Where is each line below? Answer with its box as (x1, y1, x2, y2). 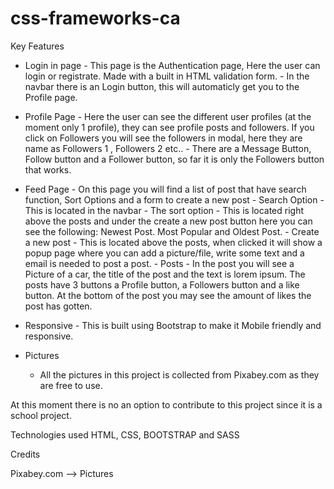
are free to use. (39, 379, 103, 391)
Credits (10, 448, 41, 460)
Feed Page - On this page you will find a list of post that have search (24, 183, 307, 195)
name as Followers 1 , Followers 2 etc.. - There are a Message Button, (24, 142, 312, 154)
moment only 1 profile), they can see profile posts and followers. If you (24, 121, 315, 133)
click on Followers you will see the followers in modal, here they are (24, 132, 303, 144)
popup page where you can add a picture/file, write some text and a (24, 247, 305, 259)
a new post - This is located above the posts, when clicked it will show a (24, 236, 323, 248)
